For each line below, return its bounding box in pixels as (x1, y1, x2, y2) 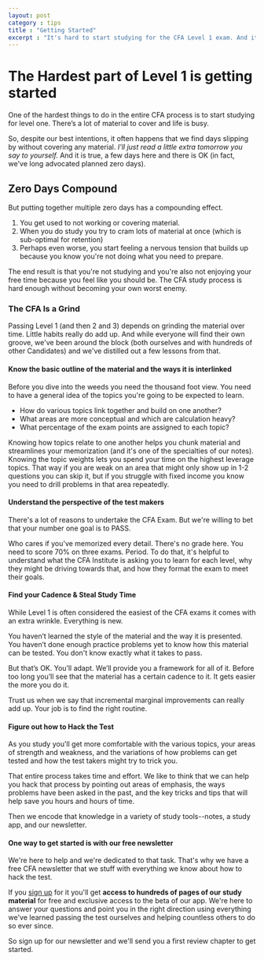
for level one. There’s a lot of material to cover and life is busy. (8, 119, 210, 128)
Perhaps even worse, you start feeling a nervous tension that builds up (19, 244, 249, 252)
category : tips (8, 19, 61, 27)
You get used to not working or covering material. (19, 218, 181, 227)
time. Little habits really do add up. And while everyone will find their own (8, 329, 245, 339)
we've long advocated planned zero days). (8, 159, 146, 169)
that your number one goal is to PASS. (8, 523, 131, 533)
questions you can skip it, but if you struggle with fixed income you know (8, 471, 245, 481)
